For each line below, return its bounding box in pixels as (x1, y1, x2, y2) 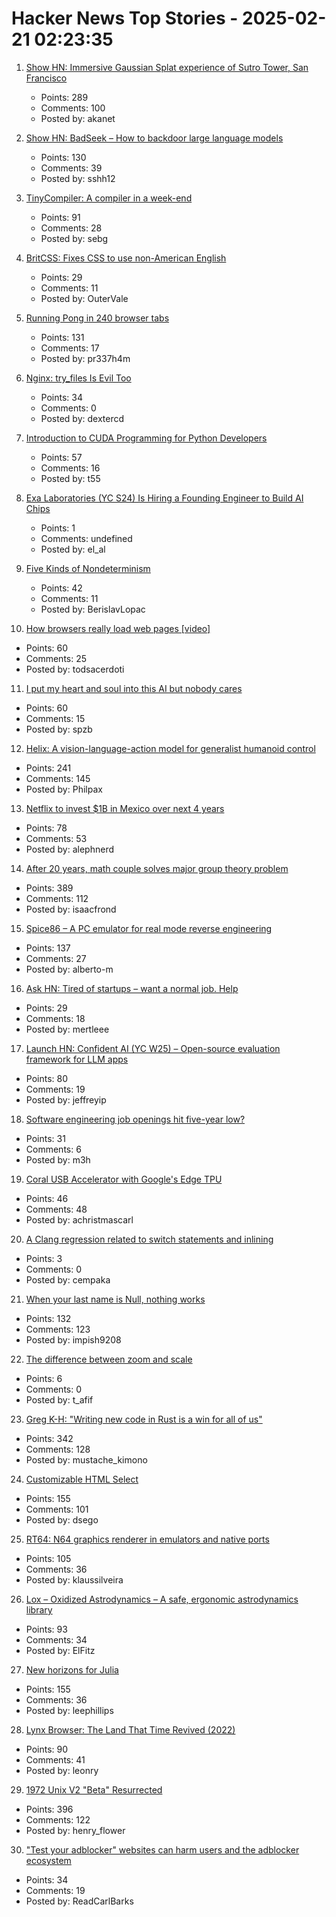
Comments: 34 (25, 1633, 88, 1646)
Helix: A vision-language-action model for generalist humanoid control (25, 742, 316, 754)
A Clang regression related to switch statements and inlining (25, 1233, 274, 1245)
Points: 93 (25, 1623, 68, 1635)
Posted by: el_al (40, 543, 106, 555)
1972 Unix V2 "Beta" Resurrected (25, 1783, 163, 1796)
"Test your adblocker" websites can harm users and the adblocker (25, 1843, 300, 1856)
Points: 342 (25, 1432, 74, 1444)
